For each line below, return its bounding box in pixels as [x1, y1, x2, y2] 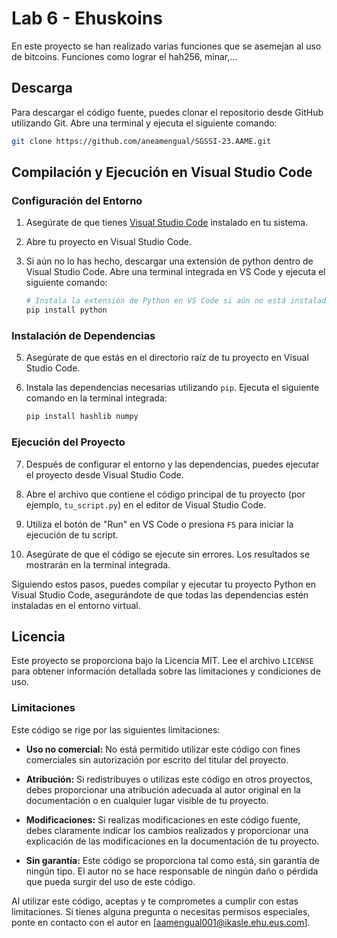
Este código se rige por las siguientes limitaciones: [11, 723, 221, 736]
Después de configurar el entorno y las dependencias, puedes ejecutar [25, 458, 320, 470]
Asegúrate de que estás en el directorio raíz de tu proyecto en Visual [25, 352, 309, 364]
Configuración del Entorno [11, 193, 143, 207]
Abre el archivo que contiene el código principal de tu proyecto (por [25, 488, 306, 500]
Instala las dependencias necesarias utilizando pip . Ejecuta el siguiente [25, 382, 320, 394]
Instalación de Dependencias [11, 328, 156, 342]
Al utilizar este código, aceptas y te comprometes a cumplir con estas [11, 895, 299, 907]
